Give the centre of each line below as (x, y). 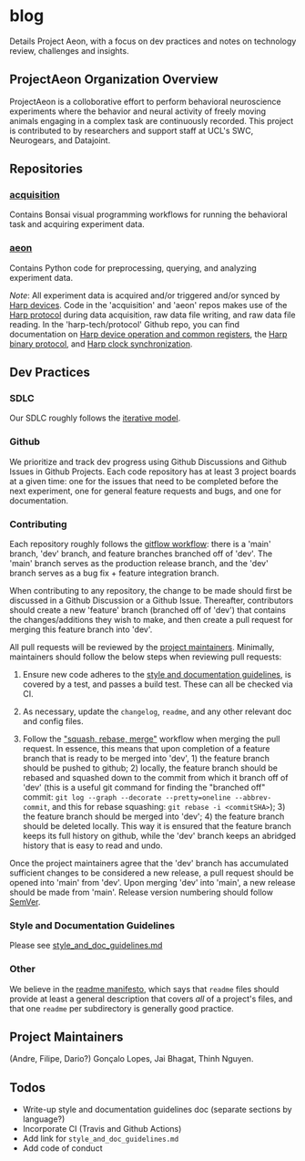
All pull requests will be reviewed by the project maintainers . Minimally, (142, 648)
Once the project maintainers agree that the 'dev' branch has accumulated (149, 864)
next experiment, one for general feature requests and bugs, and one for (146, 491)
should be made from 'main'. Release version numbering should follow (141, 892)
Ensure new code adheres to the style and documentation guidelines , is (157, 675)
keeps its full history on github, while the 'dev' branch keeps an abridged (159, 836)
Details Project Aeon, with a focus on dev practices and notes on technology (153, 41)
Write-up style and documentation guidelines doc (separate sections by (158, 1110)
